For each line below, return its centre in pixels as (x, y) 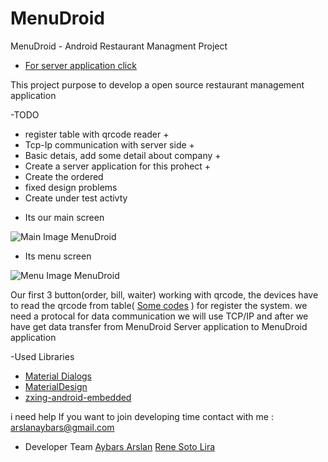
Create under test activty (76, 198)
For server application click (80, 65)
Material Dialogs (58, 376)
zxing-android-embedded (78, 397)
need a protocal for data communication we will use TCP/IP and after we (159, 316)
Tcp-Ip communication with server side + (109, 144)
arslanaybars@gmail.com (62, 427)
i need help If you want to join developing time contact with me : (142, 416)
